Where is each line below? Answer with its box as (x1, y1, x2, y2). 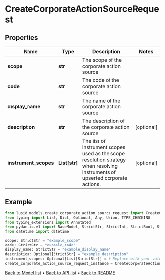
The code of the (82, 77, 119, 83)
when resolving (82, 163, 118, 169)
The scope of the (82, 57, 122, 63)
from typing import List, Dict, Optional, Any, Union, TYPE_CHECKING (5, 215, 151, 220)
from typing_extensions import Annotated (5, 220, 91, 225)
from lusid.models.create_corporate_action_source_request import (5, 210, 144, 215)
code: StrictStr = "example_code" (5, 243, 76, 247)
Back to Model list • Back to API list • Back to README (5, 270, 115, 276)
